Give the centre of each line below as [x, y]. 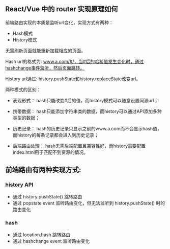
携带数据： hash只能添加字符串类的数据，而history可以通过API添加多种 [87, 111]
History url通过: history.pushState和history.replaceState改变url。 [73, 79]
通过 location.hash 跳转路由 [41, 235]
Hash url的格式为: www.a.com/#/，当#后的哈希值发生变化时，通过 [75, 61]
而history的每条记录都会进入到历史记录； [56, 135]
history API [19, 185]
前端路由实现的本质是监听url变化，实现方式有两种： [59, 22]
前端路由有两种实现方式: [43, 170]
